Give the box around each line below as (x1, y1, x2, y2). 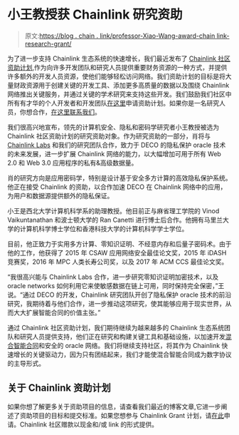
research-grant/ (24, 39, 72, 48)
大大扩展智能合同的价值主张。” (13, 308, 101, 317)
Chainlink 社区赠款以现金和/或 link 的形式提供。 (19, 420, 159, 429)
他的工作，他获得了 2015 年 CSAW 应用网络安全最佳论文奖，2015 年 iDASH (7, 248, 227, 257)
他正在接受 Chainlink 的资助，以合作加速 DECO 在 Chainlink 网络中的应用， (7, 183, 227, 191)
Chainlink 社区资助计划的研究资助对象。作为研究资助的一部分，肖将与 (7, 131, 211, 140)
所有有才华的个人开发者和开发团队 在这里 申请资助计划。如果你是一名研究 (7, 98, 219, 107)
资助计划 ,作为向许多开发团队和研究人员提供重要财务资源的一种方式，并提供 (7, 63, 228, 71)
